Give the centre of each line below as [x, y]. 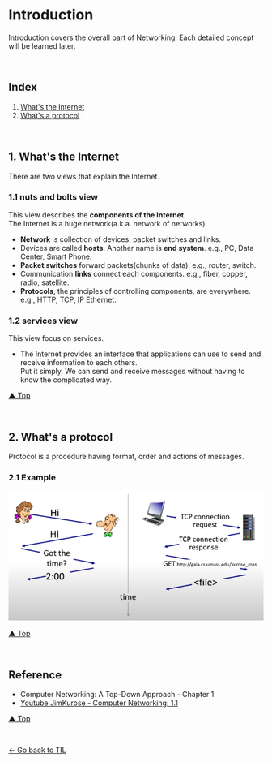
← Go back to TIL [37, 750]
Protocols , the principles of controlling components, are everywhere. [135, 291]
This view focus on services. [56, 338]
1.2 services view [43, 321]
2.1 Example [32, 477]
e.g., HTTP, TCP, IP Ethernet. [68, 299]
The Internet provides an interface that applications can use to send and [140, 354]
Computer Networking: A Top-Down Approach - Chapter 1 [117, 694]
